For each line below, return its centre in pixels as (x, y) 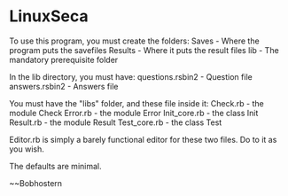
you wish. (27, 149)
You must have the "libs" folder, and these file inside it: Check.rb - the (136, 103)
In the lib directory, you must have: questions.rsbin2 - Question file (131, 76)
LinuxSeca (49, 16)
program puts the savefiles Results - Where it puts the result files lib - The (144, 50)
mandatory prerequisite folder (64, 59)
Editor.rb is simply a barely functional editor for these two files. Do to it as (143, 139)
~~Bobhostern (36, 183)
